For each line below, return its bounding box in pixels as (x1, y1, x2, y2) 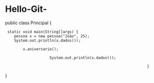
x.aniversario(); (23, 46, 58, 51)
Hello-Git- (5, 3, 47, 15)
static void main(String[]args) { (7, 29, 79, 34)
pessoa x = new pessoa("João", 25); (14, 34, 90, 39)
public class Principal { (5, 20, 52, 26)
